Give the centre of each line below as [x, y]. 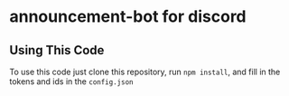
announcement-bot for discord [128, 17]
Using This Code [57, 50]
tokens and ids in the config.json [71, 82]
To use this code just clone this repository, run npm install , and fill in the [145, 72]
